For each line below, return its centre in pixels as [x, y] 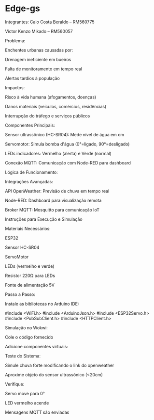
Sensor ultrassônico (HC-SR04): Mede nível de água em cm [65, 134]
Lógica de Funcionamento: [31, 172]
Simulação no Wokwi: [27, 327]
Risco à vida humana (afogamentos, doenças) [51, 97]
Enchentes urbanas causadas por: [39, 50]
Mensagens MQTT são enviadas [37, 412]
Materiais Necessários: [28, 228]
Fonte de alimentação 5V [30, 285]
